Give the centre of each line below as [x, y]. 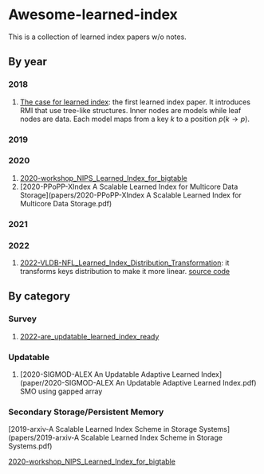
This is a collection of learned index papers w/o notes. [98, 37]
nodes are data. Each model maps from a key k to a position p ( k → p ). [134, 119]
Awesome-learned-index [93, 15]
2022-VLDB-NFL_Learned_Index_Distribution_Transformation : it [124, 263]
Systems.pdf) [30, 446]
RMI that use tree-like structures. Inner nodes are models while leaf [130, 110]
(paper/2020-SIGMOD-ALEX [67, 383]
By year [28, 62]
